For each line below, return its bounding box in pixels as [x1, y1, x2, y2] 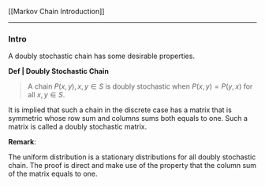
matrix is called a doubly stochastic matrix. [8, 122, 147, 132]
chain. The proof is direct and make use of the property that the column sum [8, 161, 257, 170]
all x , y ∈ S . [27, 90, 65, 100]
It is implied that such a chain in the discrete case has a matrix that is [8, 105, 233, 115]
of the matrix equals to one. [8, 169, 98, 179]
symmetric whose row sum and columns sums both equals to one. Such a [8, 114, 248, 123]
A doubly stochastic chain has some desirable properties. [8, 51, 196, 61]
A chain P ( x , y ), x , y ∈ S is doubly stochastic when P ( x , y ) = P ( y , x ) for [27, 82, 253, 91]
